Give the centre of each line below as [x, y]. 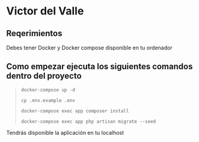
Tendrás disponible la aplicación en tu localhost [65, 132]
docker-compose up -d [48, 90]
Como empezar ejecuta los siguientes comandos [99, 66]
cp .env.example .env [48, 100]
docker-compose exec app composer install [75, 111]
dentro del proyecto [44, 76]
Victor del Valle [45, 11]
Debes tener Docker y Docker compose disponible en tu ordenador [89, 48]
